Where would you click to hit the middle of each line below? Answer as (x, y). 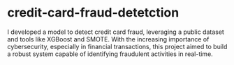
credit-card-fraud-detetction (93, 13)
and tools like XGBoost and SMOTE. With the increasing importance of (108, 39)
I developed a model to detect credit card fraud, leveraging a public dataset (116, 32)
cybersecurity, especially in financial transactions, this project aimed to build (117, 46)
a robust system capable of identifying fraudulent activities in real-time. (110, 54)
